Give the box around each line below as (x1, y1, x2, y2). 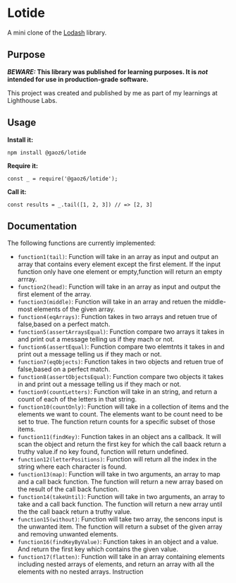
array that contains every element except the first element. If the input (17, 260, 221, 269)
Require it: (7, 161, 39, 170)
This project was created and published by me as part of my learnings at (7, 88, 218, 97)
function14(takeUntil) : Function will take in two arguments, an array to (17, 493, 225, 501)
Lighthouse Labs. (7, 96, 58, 104)
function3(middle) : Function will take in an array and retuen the (17, 298, 202, 306)
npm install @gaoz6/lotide (7, 149, 87, 156)
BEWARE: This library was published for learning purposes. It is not (7, 67, 209, 76)
